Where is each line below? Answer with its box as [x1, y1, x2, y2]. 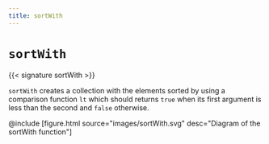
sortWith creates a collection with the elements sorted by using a [8, 85, 226, 95]
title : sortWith [8, 11, 63, 20]
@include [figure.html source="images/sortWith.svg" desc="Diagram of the [8, 118, 261, 128]
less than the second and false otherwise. [8, 102, 149, 113]
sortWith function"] [8, 126, 73, 137]
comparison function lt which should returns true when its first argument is [8, 94, 262, 104]
